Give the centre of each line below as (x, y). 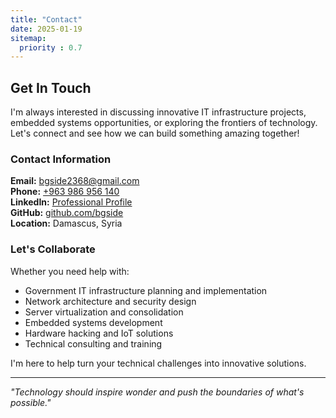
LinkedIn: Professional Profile (71, 202)
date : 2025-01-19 (46, 29)
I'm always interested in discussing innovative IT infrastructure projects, (158, 112)
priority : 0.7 (51, 47)
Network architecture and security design (110, 301)
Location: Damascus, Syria (66, 223)
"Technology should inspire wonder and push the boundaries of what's (157, 392)
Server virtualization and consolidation (104, 312)
